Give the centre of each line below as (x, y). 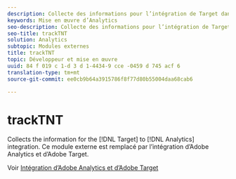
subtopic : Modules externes (48, 46)
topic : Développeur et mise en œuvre (63, 60)
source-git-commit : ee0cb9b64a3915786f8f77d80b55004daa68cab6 (100, 79)
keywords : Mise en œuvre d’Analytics (63, 20)
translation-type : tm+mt (44, 72)
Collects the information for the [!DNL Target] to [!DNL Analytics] (101, 139)
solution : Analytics (38, 40)
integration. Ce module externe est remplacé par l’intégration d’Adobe (108, 147)
